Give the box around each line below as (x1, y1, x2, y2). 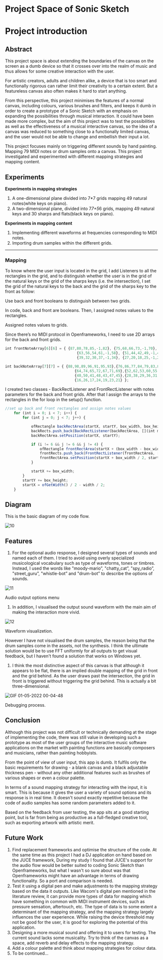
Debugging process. (5, 702, 46, 708)
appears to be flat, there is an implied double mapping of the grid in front (12, 668, 158, 673)
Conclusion (5, 716, 41, 725)
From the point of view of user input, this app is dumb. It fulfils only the (5, 759, 147, 765)
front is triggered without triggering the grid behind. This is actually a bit (12, 678, 156, 684)
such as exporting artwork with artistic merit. (5, 820, 95, 826)
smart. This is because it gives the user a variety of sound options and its (5, 789, 152, 795)
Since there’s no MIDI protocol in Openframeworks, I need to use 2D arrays (5, 331, 155, 337)
